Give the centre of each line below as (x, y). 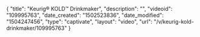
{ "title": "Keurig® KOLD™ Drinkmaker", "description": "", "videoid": (89, 9)
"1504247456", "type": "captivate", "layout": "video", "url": (79, 22)
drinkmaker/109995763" (37, 28)
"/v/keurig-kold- (174, 22)
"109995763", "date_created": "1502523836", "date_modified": (85, 15)
